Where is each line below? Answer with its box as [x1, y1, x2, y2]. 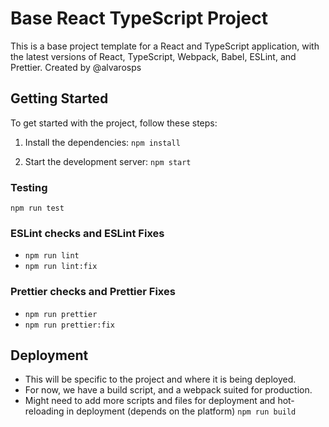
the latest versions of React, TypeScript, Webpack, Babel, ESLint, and [10, 50, 297, 62]
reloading [24, 405, 65, 417]
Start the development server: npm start [24, 155, 192, 167]
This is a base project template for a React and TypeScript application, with [10, 40, 320, 52]
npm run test [10, 203, 65, 214]
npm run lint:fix [24, 262, 98, 272]
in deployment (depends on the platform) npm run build [66, 405, 297, 417]
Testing [10, 180, 48, 194]
